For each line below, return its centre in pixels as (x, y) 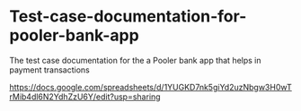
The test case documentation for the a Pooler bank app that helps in (136, 60)
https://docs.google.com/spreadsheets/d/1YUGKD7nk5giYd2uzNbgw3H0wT (150, 87)
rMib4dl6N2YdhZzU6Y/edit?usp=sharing (85, 97)
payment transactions (49, 70)
